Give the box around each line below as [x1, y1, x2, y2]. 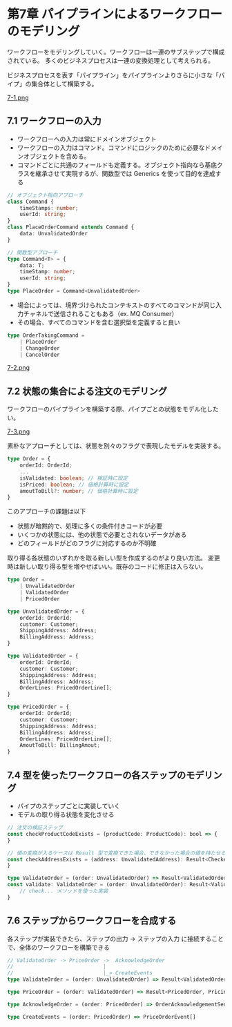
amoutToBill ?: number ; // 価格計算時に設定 [19, 487, 138, 494]
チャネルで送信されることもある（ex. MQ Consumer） [23, 309, 178, 317]
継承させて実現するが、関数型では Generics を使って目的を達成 [35, 169, 215, 177]
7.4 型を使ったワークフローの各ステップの [7, 769, 186, 781]
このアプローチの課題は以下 [7, 507, 86, 516]
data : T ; [19, 262, 45, 269]
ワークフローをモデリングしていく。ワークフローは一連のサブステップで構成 [7, 48, 225, 56]
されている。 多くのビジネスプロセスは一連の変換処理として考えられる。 [7, 56, 215, 64]
